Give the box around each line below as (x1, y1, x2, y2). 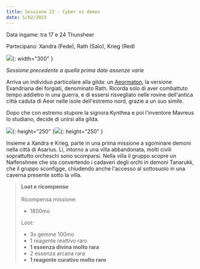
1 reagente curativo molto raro (29, 256, 107, 263)
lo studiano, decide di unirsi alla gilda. (6, 115, 99, 122)
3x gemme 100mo (29, 231, 75, 238)
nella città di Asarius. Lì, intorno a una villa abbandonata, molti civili (6, 145, 172, 153)
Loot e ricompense (20, 183, 69, 190)
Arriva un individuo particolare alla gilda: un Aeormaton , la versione (6, 78, 172, 85)
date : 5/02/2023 (6, 14, 47, 20)
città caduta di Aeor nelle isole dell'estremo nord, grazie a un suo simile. (6, 97, 184, 104)
